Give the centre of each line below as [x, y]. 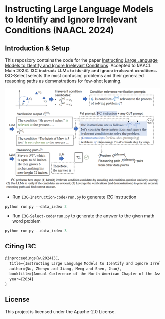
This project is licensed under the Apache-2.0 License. [61, 311]
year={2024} [22, 279]
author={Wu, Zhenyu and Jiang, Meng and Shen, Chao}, [66, 269]
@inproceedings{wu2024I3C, [33, 258]
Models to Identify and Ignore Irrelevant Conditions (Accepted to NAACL [78, 65]
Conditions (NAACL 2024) [60, 30]
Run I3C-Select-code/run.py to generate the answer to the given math [83, 216]
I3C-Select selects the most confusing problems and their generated [74, 76]
